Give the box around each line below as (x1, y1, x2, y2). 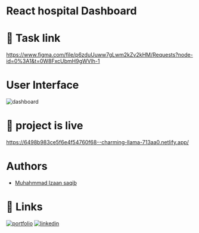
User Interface (6, 79, 79, 92)
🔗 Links (6, 200, 43, 214)
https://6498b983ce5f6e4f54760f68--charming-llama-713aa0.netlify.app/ (6, 139, 189, 145)
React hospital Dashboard (6, 4, 137, 18)
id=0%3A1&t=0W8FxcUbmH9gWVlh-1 (6, 58, 100, 65)
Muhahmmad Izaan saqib (14, 179, 77, 186)
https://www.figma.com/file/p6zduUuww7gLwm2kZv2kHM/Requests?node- (6, 51, 194, 58)
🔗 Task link (6, 32, 61, 45)
